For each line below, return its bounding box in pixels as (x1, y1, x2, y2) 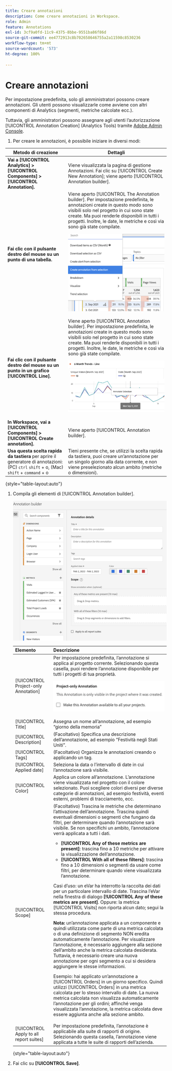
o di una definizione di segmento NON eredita (53, 930, 149, 936)
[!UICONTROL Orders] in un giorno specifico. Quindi (53, 978, 163, 985)
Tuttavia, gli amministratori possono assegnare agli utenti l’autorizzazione (5, 117, 160, 123)
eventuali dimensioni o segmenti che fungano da (53, 814, 156, 820)
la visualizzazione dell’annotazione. (60, 851, 135, 857)
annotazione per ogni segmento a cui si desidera (53, 957, 156, 964)
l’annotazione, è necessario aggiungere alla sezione (53, 942, 162, 948)
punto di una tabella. (7, 256, 53, 263)
